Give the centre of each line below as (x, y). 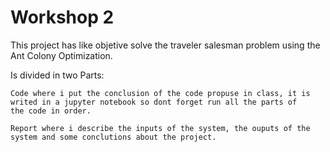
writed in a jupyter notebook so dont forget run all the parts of (154, 102)
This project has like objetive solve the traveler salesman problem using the (165, 45)
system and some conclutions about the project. (113, 137)
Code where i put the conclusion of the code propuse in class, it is (160, 93)
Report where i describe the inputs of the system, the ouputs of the (160, 128)
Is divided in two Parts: (57, 75)
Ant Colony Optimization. (61, 55)
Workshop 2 (62, 17)
